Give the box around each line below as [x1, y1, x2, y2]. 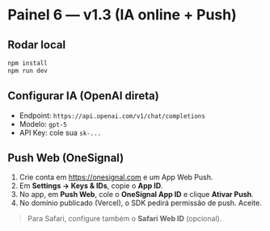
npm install [7, 59, 48, 67]
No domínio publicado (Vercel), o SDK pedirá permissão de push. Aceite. [19, 198, 262, 208]
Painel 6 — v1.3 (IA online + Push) [7, 6, 238, 24]
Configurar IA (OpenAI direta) [7, 89, 159, 103]
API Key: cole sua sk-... [19, 128, 102, 137]
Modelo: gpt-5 [19, 119, 68, 128]
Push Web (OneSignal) [7, 151, 124, 165]
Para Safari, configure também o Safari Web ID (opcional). [27, 214, 222, 224]
